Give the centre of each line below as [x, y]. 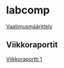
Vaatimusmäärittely [29, 26]
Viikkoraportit [32, 45]
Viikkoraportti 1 [24, 59]
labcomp [28, 10]
